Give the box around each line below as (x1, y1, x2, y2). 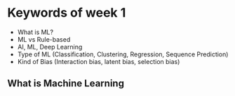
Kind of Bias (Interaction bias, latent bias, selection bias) (17, 57, 180, 65)
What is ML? (17, 28, 54, 36)
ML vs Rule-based (17, 35, 71, 43)
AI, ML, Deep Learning (17, 42, 83, 51)
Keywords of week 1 (7, 5, 126, 21)
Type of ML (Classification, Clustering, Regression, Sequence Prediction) (17, 50, 229, 58)
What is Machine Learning (7, 78, 125, 90)
